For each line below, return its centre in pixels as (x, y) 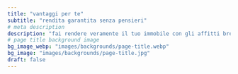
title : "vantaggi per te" (45, 14)
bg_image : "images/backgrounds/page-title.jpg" (79, 54)
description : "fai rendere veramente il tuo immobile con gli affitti (114, 33)
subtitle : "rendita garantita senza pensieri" (77, 20)
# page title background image (53, 40)
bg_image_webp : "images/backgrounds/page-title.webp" (89, 47)
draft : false (27, 60)
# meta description (36, 27)
